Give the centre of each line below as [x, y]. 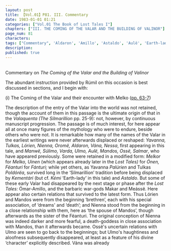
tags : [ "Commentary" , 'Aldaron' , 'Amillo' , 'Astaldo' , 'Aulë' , [74, 43]
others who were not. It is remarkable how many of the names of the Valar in [85, 134]
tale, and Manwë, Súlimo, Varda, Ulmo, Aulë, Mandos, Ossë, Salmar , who [82, 151]
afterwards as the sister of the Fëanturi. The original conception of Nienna [83, 216]
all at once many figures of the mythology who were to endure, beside [79, 129]
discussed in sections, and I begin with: [47, 88]
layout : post [19, 10]
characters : [18, 39]
